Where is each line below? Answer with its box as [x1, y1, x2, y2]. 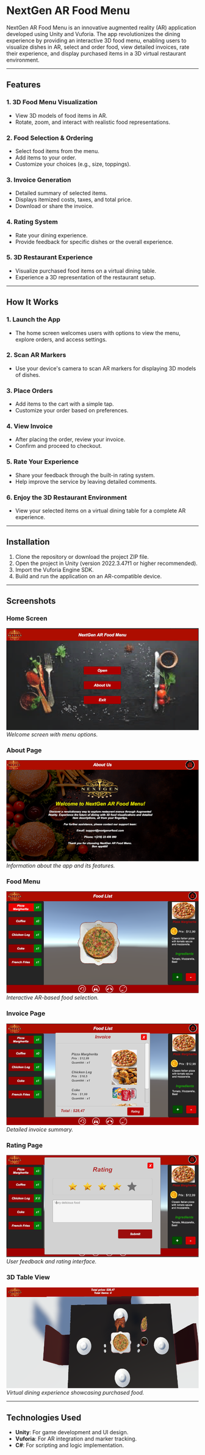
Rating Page [6, 1141, 43, 1149]
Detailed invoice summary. [6, 1126, 73, 1133]
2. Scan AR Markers [6, 351, 67, 359]
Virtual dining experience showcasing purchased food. [6, 1389, 145, 1396]
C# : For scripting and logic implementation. [15, 1441, 124, 1449]
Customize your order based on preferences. [15, 407, 129, 414]
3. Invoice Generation [6, 175, 71, 184]
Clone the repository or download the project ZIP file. [15, 553, 149, 560]
